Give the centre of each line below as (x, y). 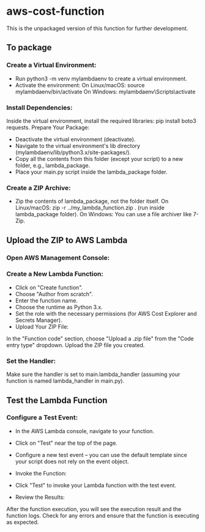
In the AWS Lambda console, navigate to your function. (85, 431)
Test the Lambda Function (57, 400)
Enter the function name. (47, 300)
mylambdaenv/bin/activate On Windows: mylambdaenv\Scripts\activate (105, 92)
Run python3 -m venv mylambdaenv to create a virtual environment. (101, 79)
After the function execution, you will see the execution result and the (94, 509)
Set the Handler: (31, 361)
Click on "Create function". (49, 288)
